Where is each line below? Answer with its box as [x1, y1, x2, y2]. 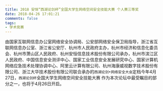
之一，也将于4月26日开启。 [9, 81, 65, 87]
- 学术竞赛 [5, 25, 24, 30]
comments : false [5, 16, 38, 21]
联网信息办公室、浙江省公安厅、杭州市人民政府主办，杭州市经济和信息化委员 [5, 45, 158, 51]
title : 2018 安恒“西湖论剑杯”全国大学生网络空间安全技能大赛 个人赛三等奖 [5, 7, 139, 12]
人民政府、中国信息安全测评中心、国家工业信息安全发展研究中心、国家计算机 [5, 57, 158, 63]
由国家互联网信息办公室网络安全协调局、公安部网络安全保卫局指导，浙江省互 [5, 39, 158, 45]
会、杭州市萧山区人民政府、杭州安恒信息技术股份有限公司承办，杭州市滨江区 [5, 51, 158, 57]
